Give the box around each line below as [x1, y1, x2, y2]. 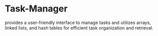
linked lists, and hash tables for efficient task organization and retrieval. [5, 24, 153, 30]
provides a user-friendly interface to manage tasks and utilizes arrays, [5, 19, 151, 25]
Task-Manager [5, 3, 68, 14]
